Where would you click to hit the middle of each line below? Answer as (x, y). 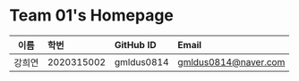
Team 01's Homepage (92, 16)
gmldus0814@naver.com (231, 61)
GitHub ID (135, 45)
